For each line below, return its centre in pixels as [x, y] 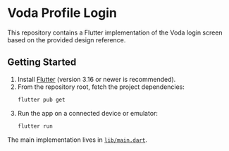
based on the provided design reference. [67, 40]
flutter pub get [41, 99]
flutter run [35, 126]
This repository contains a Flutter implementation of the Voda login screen [115, 32]
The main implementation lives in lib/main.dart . [78, 140]
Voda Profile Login [62, 13]
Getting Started [42, 62]
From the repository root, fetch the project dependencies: [101, 87]
